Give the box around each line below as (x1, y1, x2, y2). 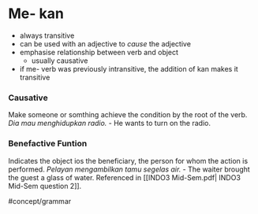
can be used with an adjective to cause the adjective (19, 39, 192, 48)
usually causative (31, 56, 88, 65)
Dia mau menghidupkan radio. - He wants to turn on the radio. (8, 119, 211, 128)
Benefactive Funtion (8, 138, 88, 149)
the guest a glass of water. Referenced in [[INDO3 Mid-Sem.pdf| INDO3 (8, 172, 241, 182)
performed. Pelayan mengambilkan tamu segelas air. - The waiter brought (8, 164, 250, 174)
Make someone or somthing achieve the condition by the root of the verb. (8, 110, 248, 120)
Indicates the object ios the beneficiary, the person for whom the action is (8, 156, 249, 165)
